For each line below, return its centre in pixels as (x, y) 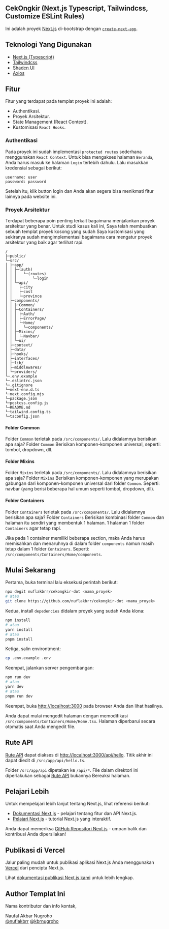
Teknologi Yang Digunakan (49, 45)
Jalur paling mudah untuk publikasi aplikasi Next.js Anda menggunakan (80, 862)
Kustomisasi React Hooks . (39, 127)
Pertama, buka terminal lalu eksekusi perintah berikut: (62, 583)
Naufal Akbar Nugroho (29, 916)
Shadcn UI (23, 68)
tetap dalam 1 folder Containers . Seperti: (47, 548)
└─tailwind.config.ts (28, 412)
